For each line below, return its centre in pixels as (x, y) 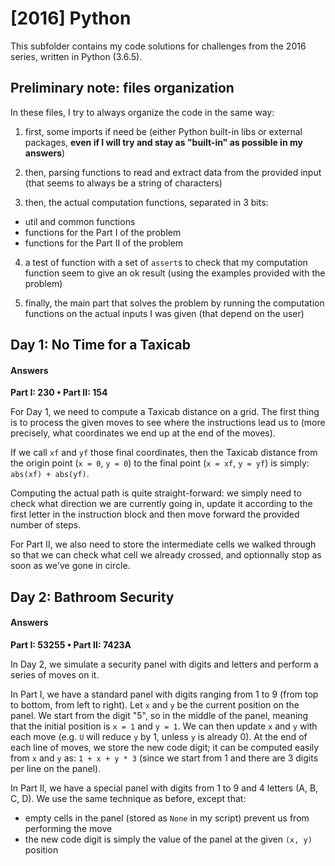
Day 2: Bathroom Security (92, 597)
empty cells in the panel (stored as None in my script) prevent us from (167, 818)
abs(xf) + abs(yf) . (50, 474)
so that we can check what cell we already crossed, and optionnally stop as (166, 555)
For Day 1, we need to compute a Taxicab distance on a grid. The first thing (165, 412)
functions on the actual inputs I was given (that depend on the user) (164, 313)
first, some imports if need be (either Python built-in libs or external (163, 131)
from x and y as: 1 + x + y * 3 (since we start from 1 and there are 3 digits (164, 758)
